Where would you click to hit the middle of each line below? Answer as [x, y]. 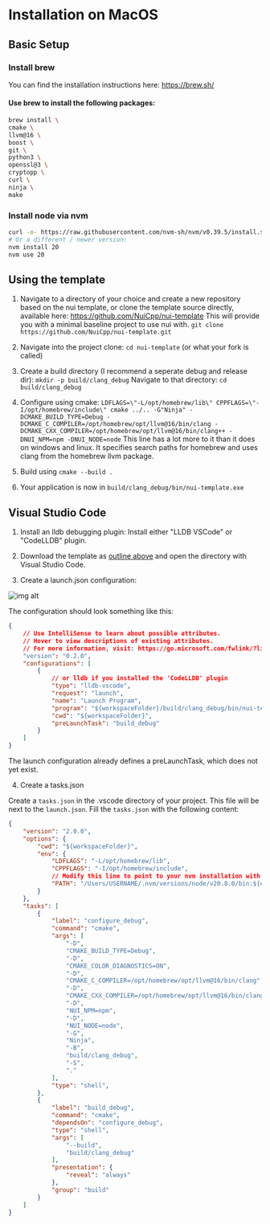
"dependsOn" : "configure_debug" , [107, 1123]
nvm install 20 [34, 247]
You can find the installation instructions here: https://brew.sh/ [111, 84]
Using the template [57, 279]
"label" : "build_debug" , [93, 1108]
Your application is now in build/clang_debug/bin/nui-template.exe [132, 487]
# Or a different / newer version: [68, 239]
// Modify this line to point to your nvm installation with [156, 876]
